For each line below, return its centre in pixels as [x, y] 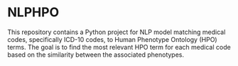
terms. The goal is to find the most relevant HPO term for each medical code [119, 47]
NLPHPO [33, 12]
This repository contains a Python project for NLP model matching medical [117, 32]
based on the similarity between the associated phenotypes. [96, 55]
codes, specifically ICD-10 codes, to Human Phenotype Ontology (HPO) [113, 39]
